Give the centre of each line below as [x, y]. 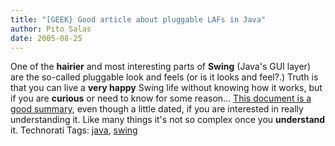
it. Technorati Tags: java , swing [74, 130]
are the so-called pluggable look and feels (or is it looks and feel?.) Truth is [164, 77]
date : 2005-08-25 [46, 38]
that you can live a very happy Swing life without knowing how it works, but [166, 88]
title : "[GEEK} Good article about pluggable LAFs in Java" [138, 19]
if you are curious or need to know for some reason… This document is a [161, 98]
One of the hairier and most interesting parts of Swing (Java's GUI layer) [160, 67]
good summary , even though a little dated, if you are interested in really [157, 109]
